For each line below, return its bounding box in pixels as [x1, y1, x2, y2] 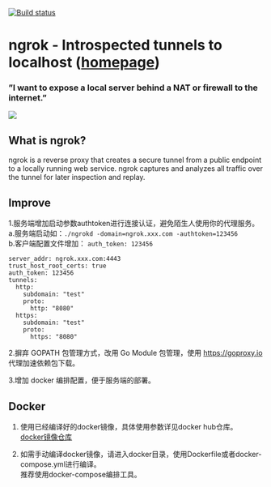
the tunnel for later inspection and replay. [8, 173, 146, 182]
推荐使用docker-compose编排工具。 [19, 469, 142, 479]
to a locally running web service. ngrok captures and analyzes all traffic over [8, 164, 264, 173]
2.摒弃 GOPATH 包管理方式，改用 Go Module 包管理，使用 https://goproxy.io [8, 348, 263, 358]
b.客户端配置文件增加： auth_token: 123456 [8, 239, 154, 249]
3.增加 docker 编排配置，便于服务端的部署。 [8, 375, 156, 385]
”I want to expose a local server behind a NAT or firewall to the [8, 82, 259, 93]
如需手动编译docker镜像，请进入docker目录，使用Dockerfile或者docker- [19, 449, 262, 459]
